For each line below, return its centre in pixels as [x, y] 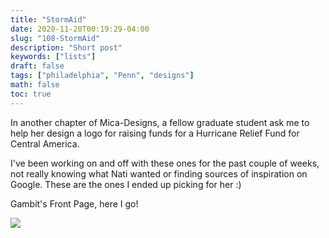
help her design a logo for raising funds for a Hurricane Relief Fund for [155, 133]
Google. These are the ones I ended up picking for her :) [126, 184]
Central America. [45, 143]
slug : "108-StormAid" [55, 38]
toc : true [31, 94]
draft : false [37, 66]
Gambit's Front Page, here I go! [74, 203]
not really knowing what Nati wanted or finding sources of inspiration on [159, 173]
